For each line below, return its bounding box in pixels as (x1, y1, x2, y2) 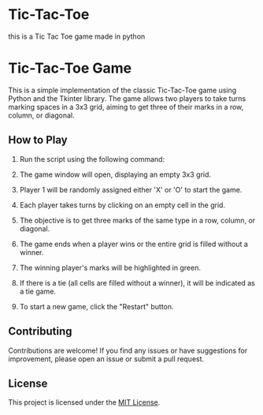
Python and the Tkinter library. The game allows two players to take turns (8, 93, 246, 103)
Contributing (8, 325, 72, 338)
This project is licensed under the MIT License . (8, 398, 161, 407)
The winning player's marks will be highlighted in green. (19, 263, 201, 272)
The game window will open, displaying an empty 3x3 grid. (19, 170, 211, 179)
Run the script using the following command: (19, 154, 165, 163)
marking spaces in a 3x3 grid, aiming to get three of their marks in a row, (8, 102, 244, 111)
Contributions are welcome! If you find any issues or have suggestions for (8, 346, 248, 355)
